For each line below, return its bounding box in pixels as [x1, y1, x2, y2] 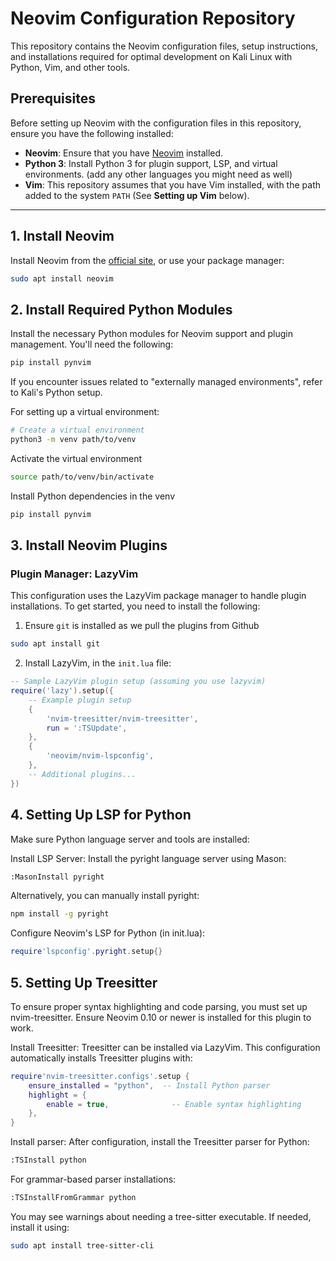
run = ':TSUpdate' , [46, 723, 128, 733]
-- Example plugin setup [28, 695, 132, 705]
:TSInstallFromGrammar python [10, 1193, 137, 1203]
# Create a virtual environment [10, 425, 145, 436]
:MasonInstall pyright [10, 872, 105, 882]
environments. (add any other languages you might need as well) [24, 168, 293, 180]
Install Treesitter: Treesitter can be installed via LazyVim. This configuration [10, 1041, 321, 1053]
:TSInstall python [10, 1155, 87, 1166]
